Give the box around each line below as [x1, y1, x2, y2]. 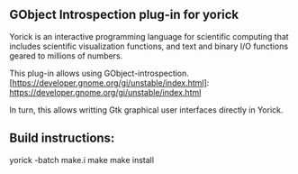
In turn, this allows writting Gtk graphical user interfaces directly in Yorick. [9, 104, 284, 115]
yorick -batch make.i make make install [9, 154, 155, 165]
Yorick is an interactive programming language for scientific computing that [9, 31, 290, 41]
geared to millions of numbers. [9, 50, 123, 61]
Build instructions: [9, 131, 115, 146]
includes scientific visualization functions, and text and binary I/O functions [9, 41, 289, 51]
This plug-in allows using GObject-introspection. [9, 68, 189, 78]
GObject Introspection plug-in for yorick [9, 7, 239, 23]
